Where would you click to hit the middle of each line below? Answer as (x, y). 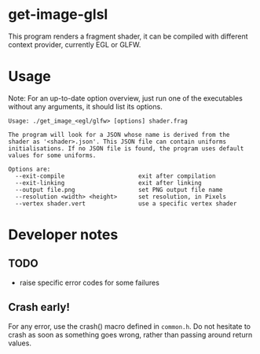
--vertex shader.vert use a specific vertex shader (126, 203)
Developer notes (63, 235)
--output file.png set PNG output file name (119, 190)
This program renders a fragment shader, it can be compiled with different (128, 36)
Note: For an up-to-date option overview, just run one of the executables (126, 98)
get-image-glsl (58, 15)
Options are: (29, 169)
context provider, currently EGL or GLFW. (75, 44)
